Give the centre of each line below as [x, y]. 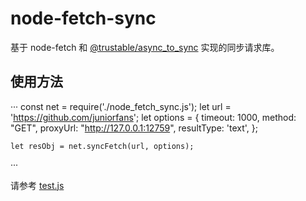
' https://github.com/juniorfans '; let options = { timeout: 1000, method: [153, 117]
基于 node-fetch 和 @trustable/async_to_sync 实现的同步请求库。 [145, 47]
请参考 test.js [37, 185]
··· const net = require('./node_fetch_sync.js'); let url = [121, 106]
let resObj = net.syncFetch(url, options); [102, 146]
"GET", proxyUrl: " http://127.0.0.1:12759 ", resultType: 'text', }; [134, 128]
